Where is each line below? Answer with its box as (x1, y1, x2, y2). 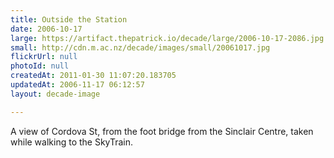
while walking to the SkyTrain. (10, 136, 134, 148)
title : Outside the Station (10, 14, 128, 25)
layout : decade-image (10, 89, 101, 99)
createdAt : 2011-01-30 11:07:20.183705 (10, 71, 177, 81)
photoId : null (10, 61, 70, 71)
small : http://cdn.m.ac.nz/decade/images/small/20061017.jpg (10, 42, 271, 53)
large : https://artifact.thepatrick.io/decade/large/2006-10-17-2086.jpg (10, 33, 325, 43)
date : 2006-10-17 (10, 24, 83, 34)
